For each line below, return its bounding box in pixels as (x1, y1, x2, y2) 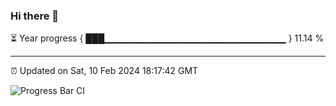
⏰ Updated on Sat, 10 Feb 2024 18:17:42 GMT (10, 65, 199, 77)
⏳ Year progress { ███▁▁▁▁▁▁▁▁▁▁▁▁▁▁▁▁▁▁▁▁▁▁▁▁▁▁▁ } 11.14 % (10, 32, 325, 44)
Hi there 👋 (10, 9, 60, 23)
